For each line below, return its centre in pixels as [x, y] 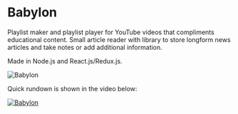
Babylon [32, 12]
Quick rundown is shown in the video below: [72, 88]
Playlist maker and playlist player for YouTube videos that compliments [111, 32]
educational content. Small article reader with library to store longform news [119, 39]
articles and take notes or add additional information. [85, 47]
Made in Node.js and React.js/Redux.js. [65, 61]
